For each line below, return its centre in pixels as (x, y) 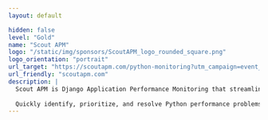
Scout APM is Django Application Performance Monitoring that (121, 89)
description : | (33, 81)
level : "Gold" (32, 37)
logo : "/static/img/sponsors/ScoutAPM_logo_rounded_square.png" (117, 52)
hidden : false (32, 30)
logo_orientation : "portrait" (59, 60)
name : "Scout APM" (39, 45)
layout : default (35, 15)
